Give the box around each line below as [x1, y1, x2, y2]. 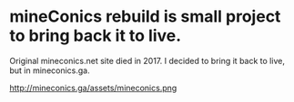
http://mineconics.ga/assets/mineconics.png [9, 82, 177, 93]
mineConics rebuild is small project [9, 6, 281, 27]
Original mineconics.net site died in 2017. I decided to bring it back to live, [9, 55, 285, 66]
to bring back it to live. [9, 25, 182, 46]
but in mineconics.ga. [9, 65, 91, 76]
